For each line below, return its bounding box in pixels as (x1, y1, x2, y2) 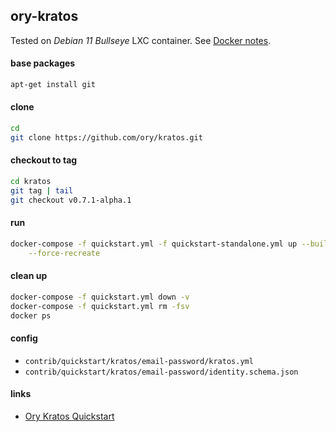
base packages (10, 57, 76, 69)
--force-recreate (28, 248, 101, 258)
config (10, 332, 38, 344)
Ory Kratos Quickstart (24, 410, 115, 422)
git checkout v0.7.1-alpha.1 (10, 195, 132, 205)
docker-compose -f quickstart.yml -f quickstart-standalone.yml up (10, 239, 298, 249)
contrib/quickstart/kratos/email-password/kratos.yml (24, 356, 254, 366)
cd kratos (10, 177, 52, 187)
